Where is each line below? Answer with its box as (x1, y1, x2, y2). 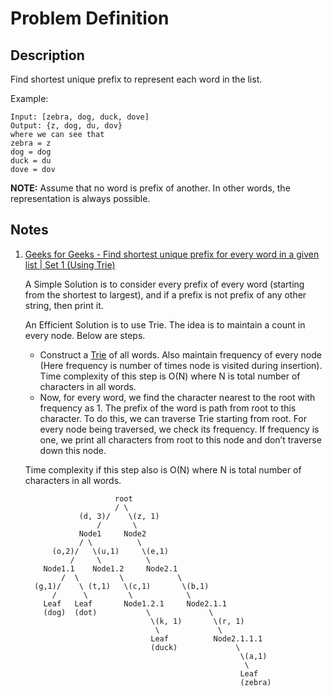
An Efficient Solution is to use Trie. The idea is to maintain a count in (24, 318, 306, 331)
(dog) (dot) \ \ (43, 607, 214, 617)
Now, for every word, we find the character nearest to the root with (39, 391, 316, 403)
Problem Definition (10, 7, 170, 30)
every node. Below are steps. (24, 329, 146, 341)
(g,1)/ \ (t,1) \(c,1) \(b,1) (34, 581, 210, 591)
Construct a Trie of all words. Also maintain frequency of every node (39, 348, 322, 361)
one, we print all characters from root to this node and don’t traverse (39, 433, 322, 446)
